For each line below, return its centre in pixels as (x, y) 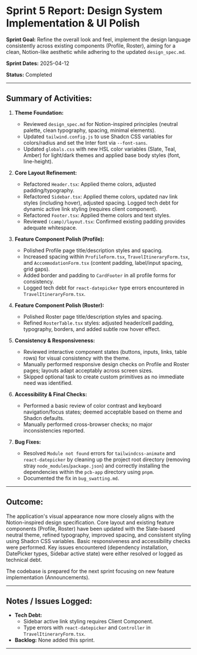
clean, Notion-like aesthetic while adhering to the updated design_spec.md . (96, 52)
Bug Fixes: (28, 442)
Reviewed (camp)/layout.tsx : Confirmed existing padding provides (104, 221)
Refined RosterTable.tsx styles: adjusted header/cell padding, (98, 323)
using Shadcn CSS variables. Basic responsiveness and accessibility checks (98, 541)
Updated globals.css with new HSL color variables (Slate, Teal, (100, 149)
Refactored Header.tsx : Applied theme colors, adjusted (90, 184)
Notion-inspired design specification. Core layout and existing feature (90, 522)
